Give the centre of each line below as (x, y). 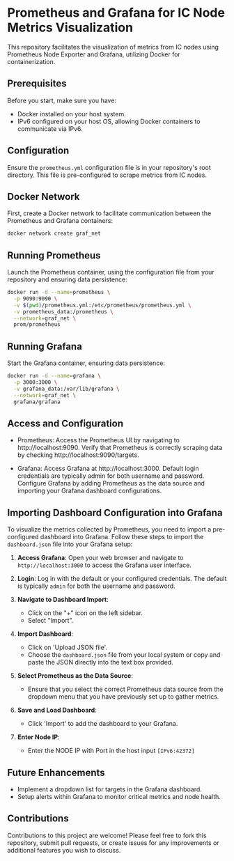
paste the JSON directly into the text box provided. (100, 662)
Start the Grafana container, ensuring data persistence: (86, 363)
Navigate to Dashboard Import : (63, 600)
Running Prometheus (54, 255)
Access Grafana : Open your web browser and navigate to (100, 558)
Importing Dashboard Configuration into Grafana (115, 512)
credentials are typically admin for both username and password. (111, 476)
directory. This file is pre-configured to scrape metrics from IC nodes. (107, 175)
